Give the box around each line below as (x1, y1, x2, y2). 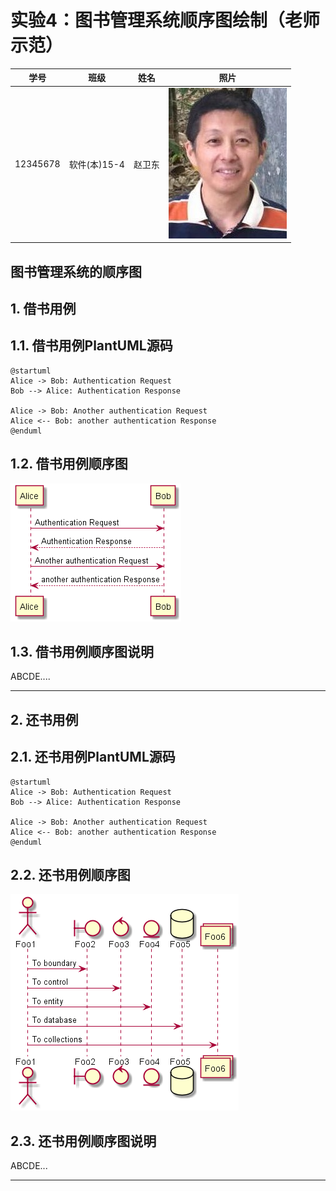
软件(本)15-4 (68, 158, 125, 170)
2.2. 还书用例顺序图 (10, 867, 131, 883)
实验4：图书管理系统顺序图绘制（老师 (10, 9, 320, 32)
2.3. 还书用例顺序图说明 (10, 1132, 157, 1150)
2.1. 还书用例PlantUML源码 (10, 749, 176, 766)
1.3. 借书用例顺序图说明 (10, 643, 155, 660)
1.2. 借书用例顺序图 (10, 456, 128, 473)
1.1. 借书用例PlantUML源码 (10, 337, 173, 355)
